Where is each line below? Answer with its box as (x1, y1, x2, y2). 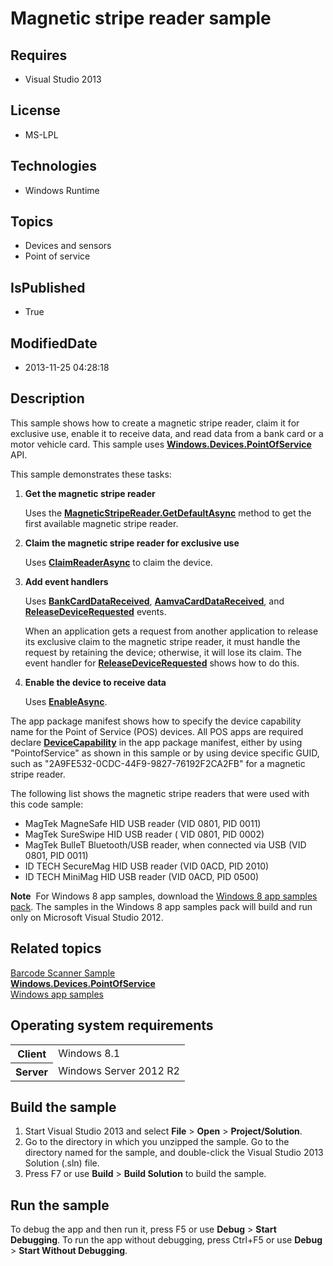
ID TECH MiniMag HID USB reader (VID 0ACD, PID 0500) (24, 870, 260, 882)
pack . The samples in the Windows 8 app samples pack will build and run (10, 900, 313, 912)
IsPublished (10, 279, 86, 296)
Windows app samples (10, 988, 104, 1000)
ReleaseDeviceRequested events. (24, 605, 167, 617)
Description (10, 390, 85, 407)
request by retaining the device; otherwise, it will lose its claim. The (24, 646, 303, 658)
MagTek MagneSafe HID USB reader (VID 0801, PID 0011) (24, 817, 262, 829)
